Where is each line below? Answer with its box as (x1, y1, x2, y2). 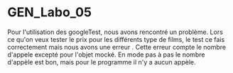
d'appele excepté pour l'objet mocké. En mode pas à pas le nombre (7, 50, 205, 59)
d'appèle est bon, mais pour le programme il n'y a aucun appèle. (7, 57, 197, 66)
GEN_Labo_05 (7, 4, 92, 21)
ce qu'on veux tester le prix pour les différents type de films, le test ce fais (7, 35, 225, 43)
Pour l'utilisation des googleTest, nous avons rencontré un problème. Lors (7, 28, 224, 36)
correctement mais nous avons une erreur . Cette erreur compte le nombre (7, 43, 227, 51)
